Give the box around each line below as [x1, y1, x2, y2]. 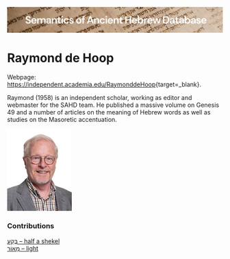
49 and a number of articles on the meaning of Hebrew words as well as [7, 108, 211, 116]
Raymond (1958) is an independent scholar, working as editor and [7, 93, 192, 101]
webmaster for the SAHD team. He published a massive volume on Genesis [7, 101, 220, 109]
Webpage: [7, 73, 36, 81]
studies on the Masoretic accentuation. [7, 115, 118, 123]
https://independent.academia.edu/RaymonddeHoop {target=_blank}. [7, 80, 202, 88]
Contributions [7, 221, 55, 231]
